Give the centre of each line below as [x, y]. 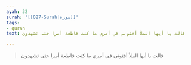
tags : [13, 22]
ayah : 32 [17, 12]
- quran [16, 28]
